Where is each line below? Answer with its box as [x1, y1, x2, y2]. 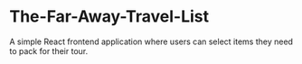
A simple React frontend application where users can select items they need [9, 36, 294, 47]
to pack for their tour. [9, 45, 89, 56]
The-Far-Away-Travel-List [9, 6, 210, 27]
